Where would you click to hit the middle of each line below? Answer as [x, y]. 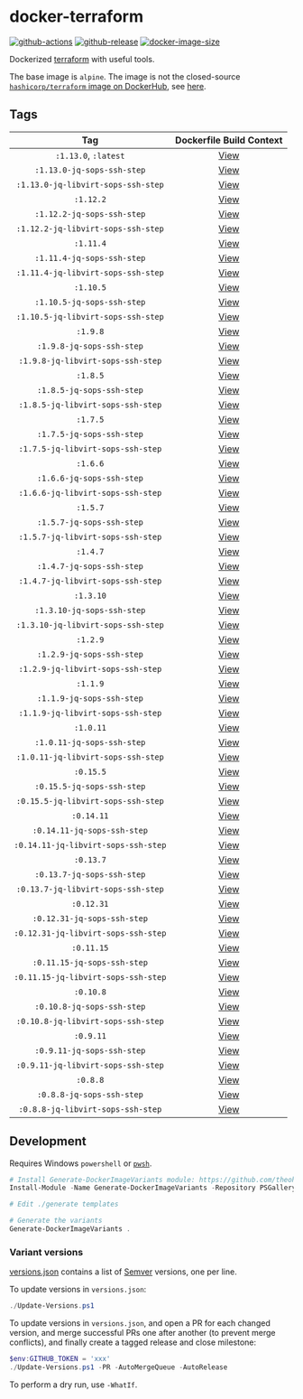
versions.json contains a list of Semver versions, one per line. [123, 1272]
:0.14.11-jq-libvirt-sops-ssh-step [90, 845]
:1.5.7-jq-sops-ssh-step [90, 522]
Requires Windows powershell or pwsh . [81, 1163]
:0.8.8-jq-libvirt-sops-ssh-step [90, 1109]
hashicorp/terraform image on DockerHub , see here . [108, 86]
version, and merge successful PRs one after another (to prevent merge [142, 1333]
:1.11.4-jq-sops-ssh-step [90, 258]
